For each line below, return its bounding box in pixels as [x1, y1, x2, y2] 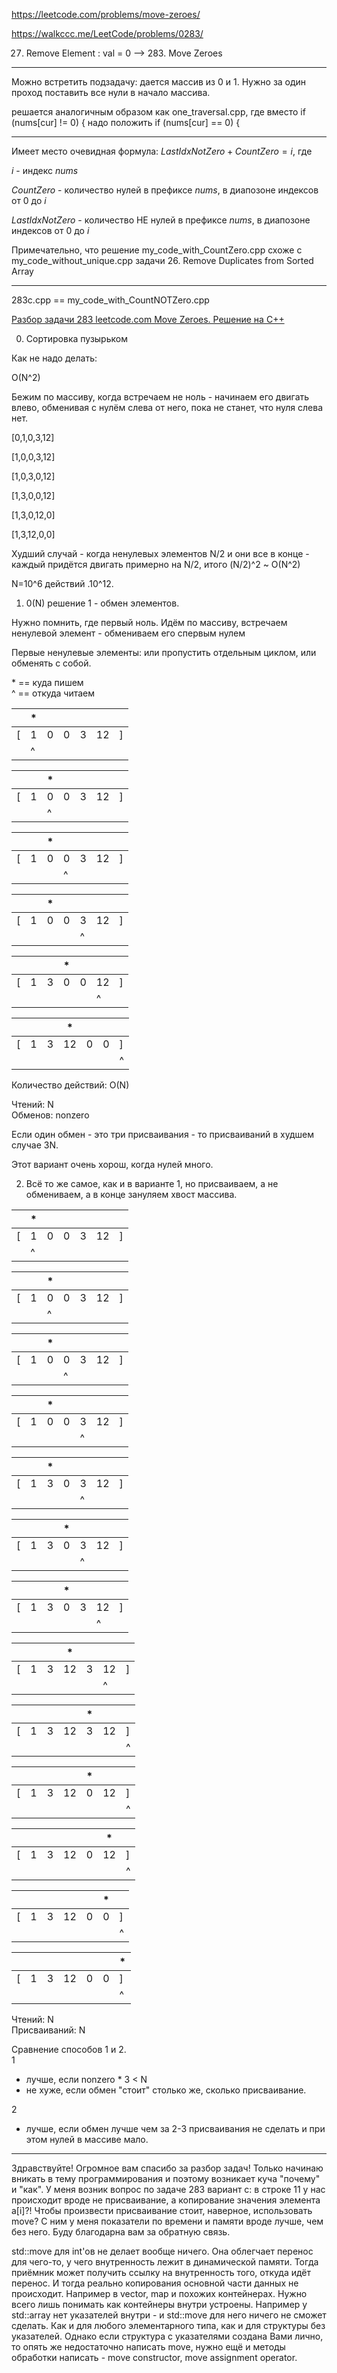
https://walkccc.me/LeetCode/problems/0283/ [11, 28, 204, 39]
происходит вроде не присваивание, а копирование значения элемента [11, 2194, 321, 2206]
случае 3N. [11, 1139, 59, 1151]
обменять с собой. [11, 657, 92, 669]
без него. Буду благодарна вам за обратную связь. [11, 2226, 231, 2238]
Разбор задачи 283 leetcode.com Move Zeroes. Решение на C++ [11, 314, 285, 325]
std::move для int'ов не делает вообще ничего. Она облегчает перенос [11, 2245, 314, 2257]
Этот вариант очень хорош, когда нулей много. [11, 1159, 214, 1170]
